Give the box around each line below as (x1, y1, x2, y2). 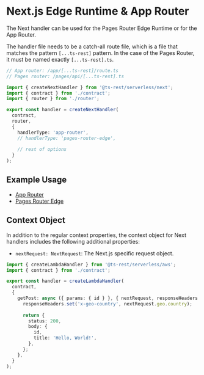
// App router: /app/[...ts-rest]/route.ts (6, 67, 119, 74)
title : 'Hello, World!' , (33, 335, 97, 341)
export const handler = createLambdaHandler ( (6, 278, 124, 285)
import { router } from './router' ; (6, 96, 100, 102)
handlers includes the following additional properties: (6, 238, 140, 245)
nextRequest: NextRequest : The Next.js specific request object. (15, 249, 174, 257)
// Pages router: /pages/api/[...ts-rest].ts (6, 73, 124, 79)
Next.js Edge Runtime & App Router (6, 4, 189, 18)
